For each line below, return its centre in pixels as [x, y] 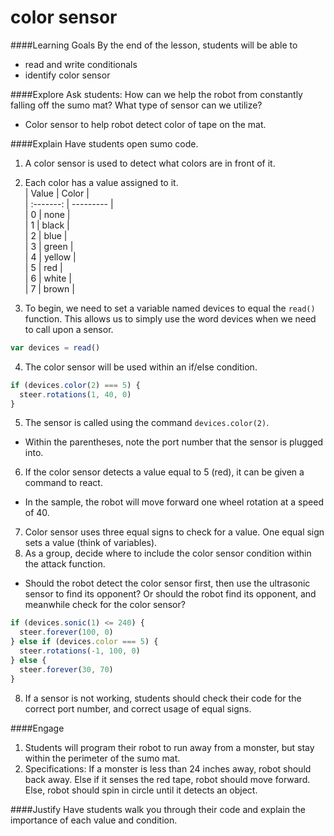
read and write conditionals [81, 64]
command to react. [63, 483]
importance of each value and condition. [94, 820]
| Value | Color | [57, 193]
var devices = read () [55, 347]
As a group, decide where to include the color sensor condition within [168, 553]
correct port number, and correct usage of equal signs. [138, 708]
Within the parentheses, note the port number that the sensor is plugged [174, 442]
